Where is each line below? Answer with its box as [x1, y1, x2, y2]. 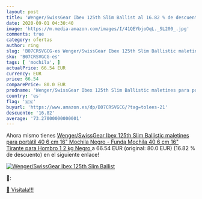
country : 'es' [6, 93, 42, 99]
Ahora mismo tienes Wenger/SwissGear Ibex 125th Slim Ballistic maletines [6, 132, 189, 139]
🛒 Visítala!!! [6, 186, 34, 194]
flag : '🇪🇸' [6, 98, 36, 104]
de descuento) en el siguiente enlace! [6, 151, 99, 159]
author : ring [6, 43, 39, 49]
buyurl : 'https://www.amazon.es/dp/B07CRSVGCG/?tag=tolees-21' [6, 104, 168, 110]
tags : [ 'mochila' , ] [6, 59, 61, 65]
